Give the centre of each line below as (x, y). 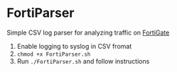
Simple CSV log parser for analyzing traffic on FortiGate (88, 32)
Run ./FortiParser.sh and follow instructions (83, 61)
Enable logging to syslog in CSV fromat (74, 46)
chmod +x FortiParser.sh (54, 54)
